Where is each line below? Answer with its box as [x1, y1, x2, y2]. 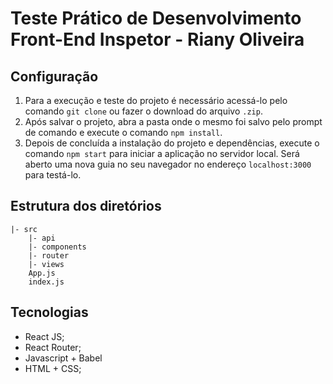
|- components [28, 242, 87, 252]
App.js [28, 268, 56, 278]
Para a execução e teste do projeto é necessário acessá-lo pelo [24, 95, 288, 106]
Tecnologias [10, 304, 89, 321]
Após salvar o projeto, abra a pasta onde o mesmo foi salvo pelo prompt [24, 116, 323, 127]
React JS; [24, 330, 65, 342]
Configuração [10, 68, 99, 85]
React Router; [24, 341, 82, 353]
